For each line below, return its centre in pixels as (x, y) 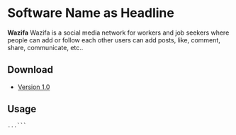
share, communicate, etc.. (45, 47)
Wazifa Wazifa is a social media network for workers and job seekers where (118, 33)
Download (30, 70)
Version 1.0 (34, 87)
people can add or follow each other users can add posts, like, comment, (114, 40)
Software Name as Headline (91, 13)
